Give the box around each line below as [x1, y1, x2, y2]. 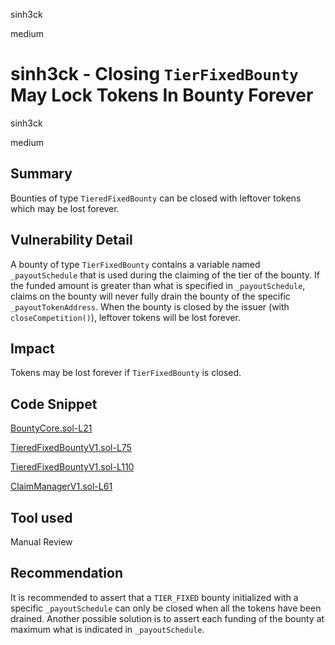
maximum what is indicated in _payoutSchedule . [10, 623, 205, 635]
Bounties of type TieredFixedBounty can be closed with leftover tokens [10, 192, 302, 204]
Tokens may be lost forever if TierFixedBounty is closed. [10, 367, 242, 379]
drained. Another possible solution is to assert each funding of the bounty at [10, 612, 325, 624]
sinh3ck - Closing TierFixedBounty [10, 63, 299, 86]
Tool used [10, 509, 73, 526]
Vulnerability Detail [10, 232, 133, 249]
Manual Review [10, 536, 73, 548]
